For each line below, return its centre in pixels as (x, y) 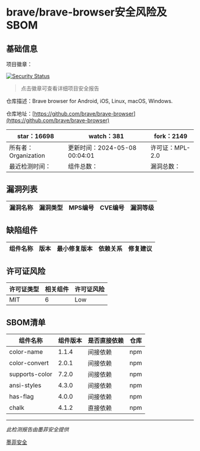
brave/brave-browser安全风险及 (87, 12)
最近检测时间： (30, 166)
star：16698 (36, 136)
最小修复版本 (75, 248)
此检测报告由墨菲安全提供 (37, 430)
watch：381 (106, 136)
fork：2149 (171, 136)
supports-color (31, 374)
